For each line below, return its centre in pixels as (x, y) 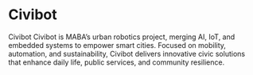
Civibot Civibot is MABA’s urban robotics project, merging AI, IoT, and (122, 37)
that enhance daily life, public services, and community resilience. (117, 62)
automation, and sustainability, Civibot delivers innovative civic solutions (127, 53)
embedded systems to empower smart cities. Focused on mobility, (117, 45)
